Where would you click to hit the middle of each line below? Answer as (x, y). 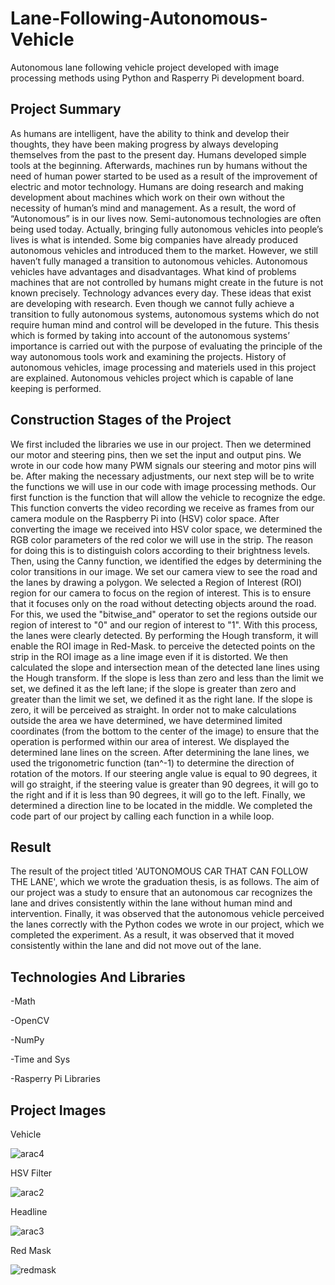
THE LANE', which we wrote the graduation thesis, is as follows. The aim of (165, 882)
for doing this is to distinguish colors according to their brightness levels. (160, 550)
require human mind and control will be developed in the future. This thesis (165, 324)
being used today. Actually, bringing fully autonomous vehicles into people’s (167, 229)
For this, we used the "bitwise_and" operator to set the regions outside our (164, 614)
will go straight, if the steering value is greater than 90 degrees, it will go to (165, 784)
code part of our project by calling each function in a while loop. (142, 816)
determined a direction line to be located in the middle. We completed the (161, 805)
